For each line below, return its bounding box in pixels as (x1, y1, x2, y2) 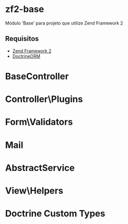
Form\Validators (5, 116, 73, 128)
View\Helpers (5, 185, 64, 196)
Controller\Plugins (5, 93, 83, 105)
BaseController (5, 70, 69, 82)
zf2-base (5, 3, 44, 15)
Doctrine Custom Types (5, 208, 106, 219)
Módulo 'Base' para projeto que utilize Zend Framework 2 (5, 20, 124, 26)
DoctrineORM (12, 53, 41, 59)
